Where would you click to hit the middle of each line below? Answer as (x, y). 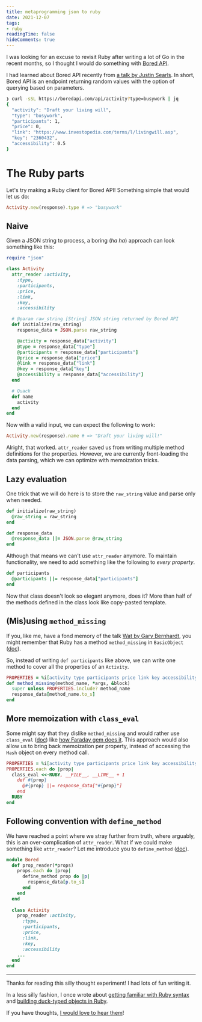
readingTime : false (31, 34)
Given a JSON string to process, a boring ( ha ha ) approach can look (90, 241)
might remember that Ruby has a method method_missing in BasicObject (95, 642)
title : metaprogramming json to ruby (54, 12)
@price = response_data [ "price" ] (59, 358)
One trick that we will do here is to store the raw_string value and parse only (101, 494)
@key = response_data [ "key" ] (54, 369)
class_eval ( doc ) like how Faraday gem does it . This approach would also (97, 739)
